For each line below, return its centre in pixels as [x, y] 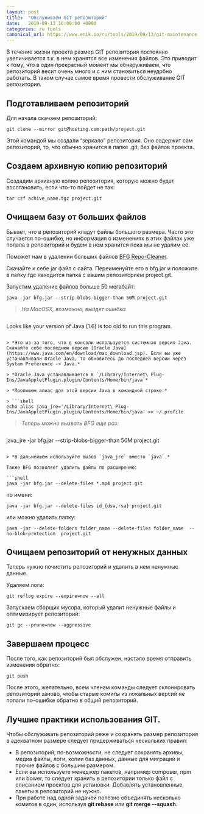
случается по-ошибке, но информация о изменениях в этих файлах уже [100, 238]
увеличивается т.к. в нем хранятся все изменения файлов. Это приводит [101, 58]
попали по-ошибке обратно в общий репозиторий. [72, 700]
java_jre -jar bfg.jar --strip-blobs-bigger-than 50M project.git [83, 440]
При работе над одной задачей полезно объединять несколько [98, 798]
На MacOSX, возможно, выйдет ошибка [73, 309]
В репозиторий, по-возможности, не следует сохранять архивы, [99, 752]
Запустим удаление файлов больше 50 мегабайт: [71, 286]
